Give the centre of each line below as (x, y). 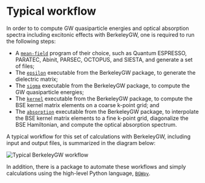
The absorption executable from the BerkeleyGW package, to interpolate (107, 111)
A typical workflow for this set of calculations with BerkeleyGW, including (99, 136)
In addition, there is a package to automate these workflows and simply (96, 166)
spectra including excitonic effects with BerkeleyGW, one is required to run (100, 34)
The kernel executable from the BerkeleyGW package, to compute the (104, 99)
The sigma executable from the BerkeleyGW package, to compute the (102, 85)
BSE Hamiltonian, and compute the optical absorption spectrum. (96, 124)
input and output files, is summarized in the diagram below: (81, 143)
